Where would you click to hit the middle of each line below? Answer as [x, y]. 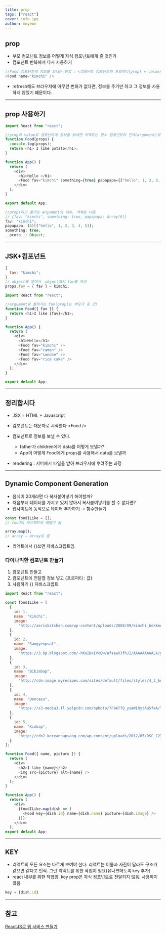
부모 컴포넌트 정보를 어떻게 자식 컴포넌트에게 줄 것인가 [64, 56]
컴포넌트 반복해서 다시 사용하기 [42, 62]
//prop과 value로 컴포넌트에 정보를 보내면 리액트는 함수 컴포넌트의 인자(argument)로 [83, 135]
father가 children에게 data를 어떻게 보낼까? [62, 446]
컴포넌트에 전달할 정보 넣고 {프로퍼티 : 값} [52, 578]
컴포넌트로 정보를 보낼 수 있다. [41, 436]
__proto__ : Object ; [25, 235]
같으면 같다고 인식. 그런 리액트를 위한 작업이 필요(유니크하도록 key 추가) [81, 871]
